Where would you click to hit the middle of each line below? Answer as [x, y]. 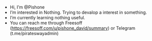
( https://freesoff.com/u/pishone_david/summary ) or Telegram [73, 28]
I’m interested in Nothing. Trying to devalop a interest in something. [78, 12]
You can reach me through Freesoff [46, 23]
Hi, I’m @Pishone [27, 7]
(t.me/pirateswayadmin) [34, 33]
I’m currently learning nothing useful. [48, 18]
